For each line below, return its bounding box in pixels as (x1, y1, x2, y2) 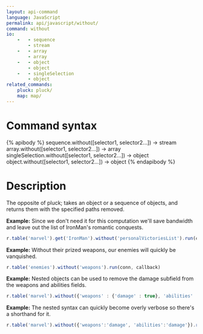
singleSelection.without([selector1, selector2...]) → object (6, 151, 149, 159)
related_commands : (6, 82, 53, 88)
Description (6, 179, 66, 193)
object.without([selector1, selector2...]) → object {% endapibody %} (6, 158, 176, 165)
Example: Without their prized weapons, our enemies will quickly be (6, 246, 176, 253)
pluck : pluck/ (17, 87, 53, 93)
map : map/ (17, 93, 42, 99)
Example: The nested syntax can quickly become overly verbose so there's (6, 304, 195, 311)
